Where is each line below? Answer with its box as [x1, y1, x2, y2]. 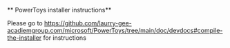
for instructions [43, 34, 86, 42]
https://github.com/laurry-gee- [44, 19, 133, 27]
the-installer [7, 34, 42, 42]
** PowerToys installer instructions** [7, 6, 112, 14]
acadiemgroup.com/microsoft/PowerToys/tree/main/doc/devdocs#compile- [7, 27, 223, 34]
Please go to [7, 19, 43, 27]
